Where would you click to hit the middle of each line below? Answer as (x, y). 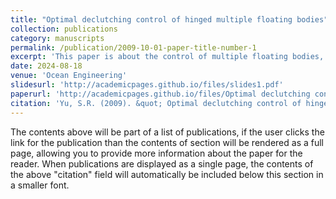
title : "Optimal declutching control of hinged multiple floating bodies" (169, 19)
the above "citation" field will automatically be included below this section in (167, 174)
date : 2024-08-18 (46, 66)
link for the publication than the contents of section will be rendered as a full (167, 142)
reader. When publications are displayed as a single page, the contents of (162, 163)
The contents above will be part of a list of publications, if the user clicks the (167, 132)
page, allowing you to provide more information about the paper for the (156, 153)
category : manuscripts (57, 38)
